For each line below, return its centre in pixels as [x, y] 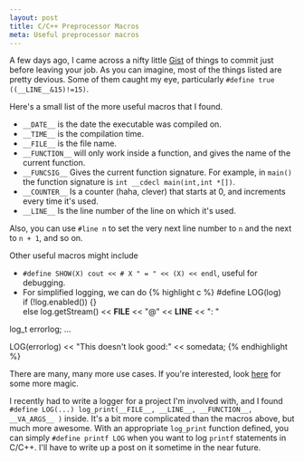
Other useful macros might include [74, 255]
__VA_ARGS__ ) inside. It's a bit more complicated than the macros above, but [152, 419]
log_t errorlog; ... [40, 329]
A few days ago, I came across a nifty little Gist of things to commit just [142, 61]
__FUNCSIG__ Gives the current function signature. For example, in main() [157, 172]
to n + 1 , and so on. [46, 238]
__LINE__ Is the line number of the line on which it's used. [129, 211]
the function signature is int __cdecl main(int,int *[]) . [128, 182]
